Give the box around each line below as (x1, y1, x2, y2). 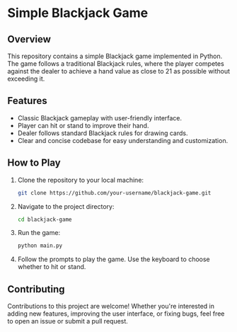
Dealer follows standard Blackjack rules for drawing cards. (17, 129, 188, 137)
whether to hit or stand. (17, 263, 86, 271)
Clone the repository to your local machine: (17, 176, 144, 184)
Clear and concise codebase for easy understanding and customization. (17, 136, 229, 144)
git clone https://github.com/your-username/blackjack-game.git (17, 189, 212, 196)
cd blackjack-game (17, 216, 72, 223)
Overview (7, 33, 52, 45)
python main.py (17, 242, 63, 249)
